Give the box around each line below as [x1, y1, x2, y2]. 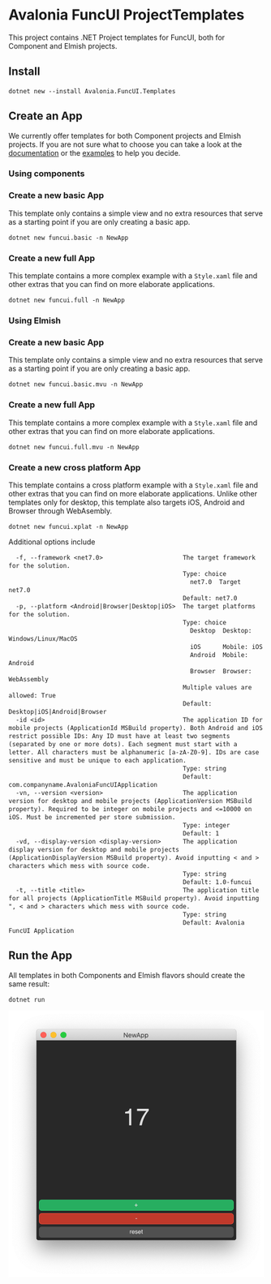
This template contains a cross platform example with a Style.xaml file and [8, 480, 258, 490]
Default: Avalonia [182, 918, 245, 926]
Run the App [8, 949, 73, 963]
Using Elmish [8, 315, 62, 326]
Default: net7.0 [182, 594, 238, 602]
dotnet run [8, 995, 45, 1003]
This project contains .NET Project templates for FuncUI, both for [8, 32, 226, 42]
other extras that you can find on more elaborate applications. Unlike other [8, 488, 258, 498]
